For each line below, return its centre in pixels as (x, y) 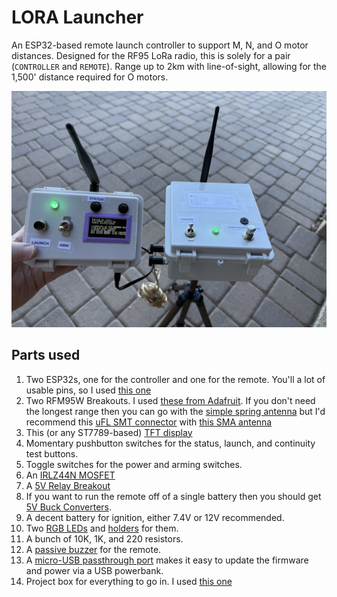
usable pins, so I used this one (88, 390)
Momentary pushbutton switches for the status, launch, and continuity (170, 443)
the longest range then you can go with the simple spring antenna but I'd (175, 411)
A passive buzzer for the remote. (93, 549)
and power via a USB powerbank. (94, 570)
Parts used (46, 355)
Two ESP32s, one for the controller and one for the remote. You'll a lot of (175, 379)
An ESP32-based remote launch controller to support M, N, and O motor (160, 45)
